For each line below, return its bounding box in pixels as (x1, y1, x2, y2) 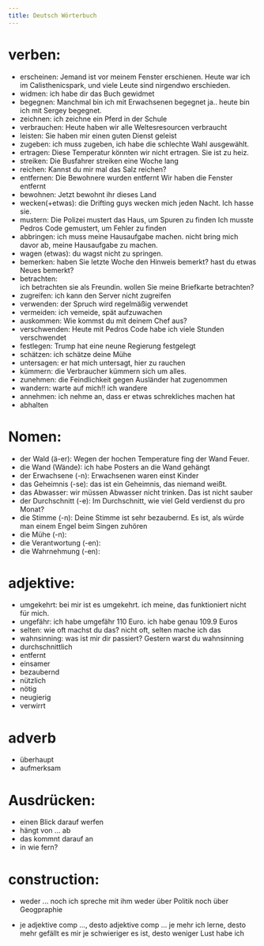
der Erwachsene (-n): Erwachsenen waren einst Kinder (19, 470, 199, 480)
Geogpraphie (19, 905, 63, 914)
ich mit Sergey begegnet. (19, 105, 103, 115)
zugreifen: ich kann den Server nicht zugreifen (19, 291, 172, 300)
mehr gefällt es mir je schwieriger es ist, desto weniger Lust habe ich (19, 929, 245, 938)
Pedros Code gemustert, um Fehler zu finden (19, 223, 167, 233)
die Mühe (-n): (19, 530, 67, 539)
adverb (8, 729, 57, 747)
